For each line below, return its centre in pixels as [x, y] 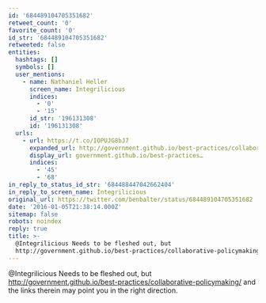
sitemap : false [33, 214]
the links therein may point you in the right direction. [93, 290]
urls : [25, 133]
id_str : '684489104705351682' [58, 38]
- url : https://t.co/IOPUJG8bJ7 [76, 140]
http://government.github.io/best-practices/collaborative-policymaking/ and [132, 282]
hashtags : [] [37, 60]
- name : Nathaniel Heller [65, 81]
